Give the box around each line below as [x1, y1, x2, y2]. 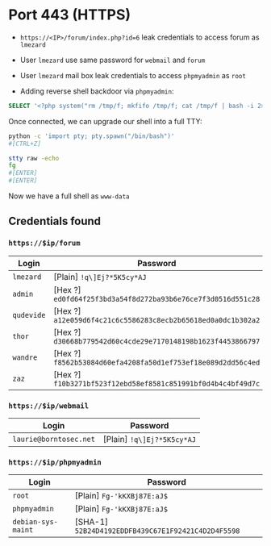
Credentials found [8, 215, 102, 228]
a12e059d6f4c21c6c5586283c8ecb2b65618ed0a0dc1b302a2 [53, 315, 261, 324]
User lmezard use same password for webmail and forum [19, 55, 206, 65]
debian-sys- [12, 518, 59, 527]
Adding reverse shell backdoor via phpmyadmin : [19, 86, 174, 96]
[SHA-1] [74, 516, 109, 527]
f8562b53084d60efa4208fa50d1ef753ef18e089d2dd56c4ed [53, 357, 261, 367]
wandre [12, 352, 38, 362]
